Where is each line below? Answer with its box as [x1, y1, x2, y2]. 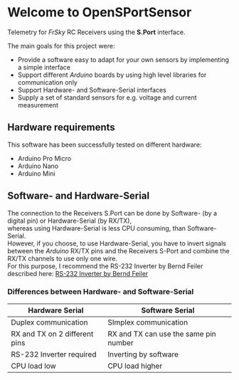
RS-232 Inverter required [11, 349, 97, 359]
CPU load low [11, 361, 57, 371]
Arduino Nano [17, 162, 59, 170]
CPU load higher [107, 361, 163, 371]
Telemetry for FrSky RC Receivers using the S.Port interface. [7, 28, 186, 36]
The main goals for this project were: [7, 41, 115, 50]
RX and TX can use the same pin [107, 329, 217, 339]
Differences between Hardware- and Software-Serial [7, 287, 194, 297]
